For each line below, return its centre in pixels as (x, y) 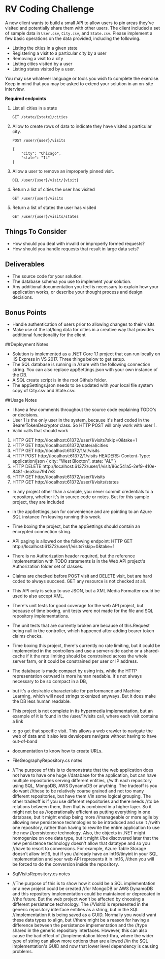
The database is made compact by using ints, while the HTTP (74, 671)
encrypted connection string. (42, 532)
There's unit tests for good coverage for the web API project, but (78, 606)
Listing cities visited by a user (42, 64)
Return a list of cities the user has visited (53, 189)
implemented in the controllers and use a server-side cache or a (77, 651)
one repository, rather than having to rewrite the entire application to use (86, 828)
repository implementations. (41, 616)
